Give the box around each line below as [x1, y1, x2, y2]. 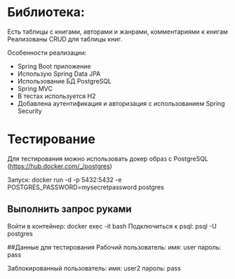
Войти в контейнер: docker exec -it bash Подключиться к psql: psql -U [7, 222, 217, 230]
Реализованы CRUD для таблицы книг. [7, 34, 123, 43]
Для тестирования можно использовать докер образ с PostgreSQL [7, 154, 209, 163]
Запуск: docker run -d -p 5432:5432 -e [7, 175, 122, 184]
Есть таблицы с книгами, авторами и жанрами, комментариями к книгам [7, 27, 228, 36]
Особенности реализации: [7, 48, 87, 57]
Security [17, 107, 42, 115]
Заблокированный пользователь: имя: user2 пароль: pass [7, 264, 181, 272]
